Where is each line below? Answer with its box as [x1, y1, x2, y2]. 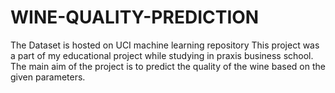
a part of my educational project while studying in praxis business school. [10, 49, 314, 61]
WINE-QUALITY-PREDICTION [10, 6, 260, 29]
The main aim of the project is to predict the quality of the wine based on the [10, 60, 326, 72]
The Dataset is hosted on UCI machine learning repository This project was [10, 39, 320, 51]
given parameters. [10, 71, 86, 83]
